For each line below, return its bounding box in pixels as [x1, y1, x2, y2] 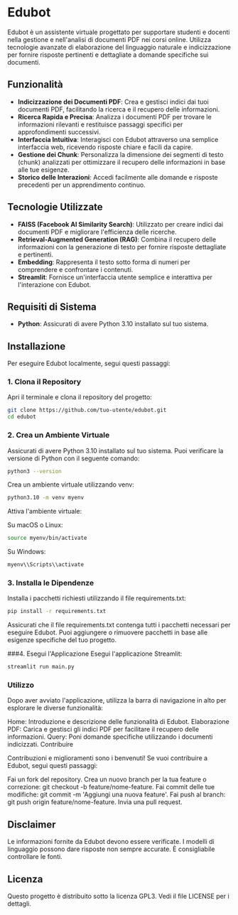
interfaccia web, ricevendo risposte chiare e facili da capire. [17, 143, 193, 151]
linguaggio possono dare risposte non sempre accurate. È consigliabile [7, 845, 215, 853]
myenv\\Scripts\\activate [7, 561, 84, 568]
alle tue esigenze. [17, 165, 70, 174]
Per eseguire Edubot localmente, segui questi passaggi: [7, 359, 171, 368]
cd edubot [7, 413, 37, 421]
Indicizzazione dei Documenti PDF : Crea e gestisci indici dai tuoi [17, 97, 210, 106]
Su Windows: [7, 548, 46, 556]
